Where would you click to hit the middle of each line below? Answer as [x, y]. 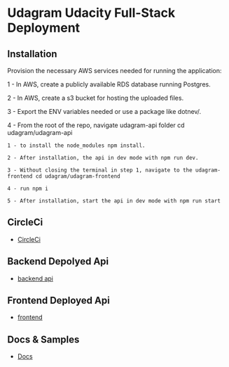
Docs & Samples [43, 339]
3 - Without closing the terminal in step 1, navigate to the [100, 170]
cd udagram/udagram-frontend [78, 176]
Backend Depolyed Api [58, 262]
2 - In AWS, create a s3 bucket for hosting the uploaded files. [96, 98]
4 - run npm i [28, 188]
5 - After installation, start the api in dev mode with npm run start [114, 201]
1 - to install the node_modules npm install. [76, 146]
